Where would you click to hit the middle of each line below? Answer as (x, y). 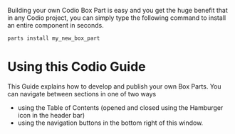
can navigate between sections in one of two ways (82, 94)
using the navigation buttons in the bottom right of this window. (110, 123)
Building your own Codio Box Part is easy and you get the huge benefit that (117, 10)
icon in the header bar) (51, 115)
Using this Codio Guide (77, 67)
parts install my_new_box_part (54, 38)
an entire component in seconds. (56, 25)
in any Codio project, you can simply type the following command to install (117, 18)
